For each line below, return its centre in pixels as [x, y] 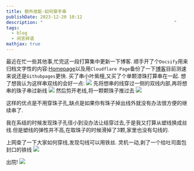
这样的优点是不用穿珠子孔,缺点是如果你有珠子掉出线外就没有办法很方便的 [94, 103]
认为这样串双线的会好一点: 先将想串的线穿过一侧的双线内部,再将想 [104, 83]
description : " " [91, 22]
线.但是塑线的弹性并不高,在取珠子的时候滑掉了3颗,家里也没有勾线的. [88, 130]
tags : [13, 28]
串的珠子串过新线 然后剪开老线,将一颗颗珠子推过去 [70, 90]
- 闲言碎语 [23, 39]
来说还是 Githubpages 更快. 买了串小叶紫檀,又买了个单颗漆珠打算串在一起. [93, 76]
